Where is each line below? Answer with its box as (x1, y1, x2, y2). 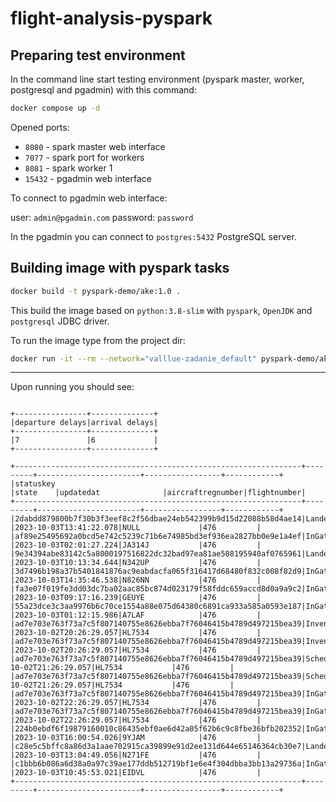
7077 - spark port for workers (24, 151, 145, 163)
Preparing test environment (10, 47, 186, 64)
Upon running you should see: (10, 381, 135, 393)
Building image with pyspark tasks (10, 260, 230, 277)
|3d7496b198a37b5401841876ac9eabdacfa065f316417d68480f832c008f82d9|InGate (10, 567, 333, 577)
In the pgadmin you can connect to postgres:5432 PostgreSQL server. (10, 230, 297, 242)
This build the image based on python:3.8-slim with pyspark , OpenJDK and (10, 304, 313, 316)
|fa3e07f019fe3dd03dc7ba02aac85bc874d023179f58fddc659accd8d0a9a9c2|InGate (10, 584, 333, 594)
